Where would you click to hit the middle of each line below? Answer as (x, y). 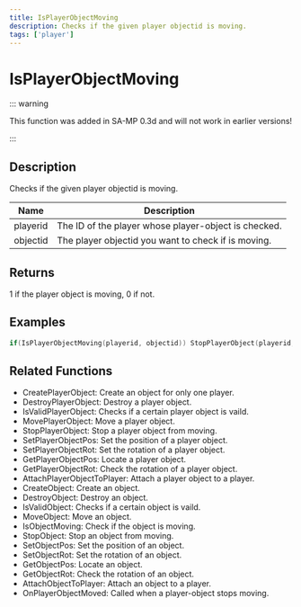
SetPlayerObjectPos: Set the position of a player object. (125, 441)
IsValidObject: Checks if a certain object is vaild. (111, 507)
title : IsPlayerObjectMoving (64, 18)
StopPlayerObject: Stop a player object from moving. (120, 431)
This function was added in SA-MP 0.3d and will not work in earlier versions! (151, 121)
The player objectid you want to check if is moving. (164, 241)
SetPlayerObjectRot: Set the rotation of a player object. (124, 450)
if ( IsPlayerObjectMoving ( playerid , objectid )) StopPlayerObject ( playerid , (152, 343)
